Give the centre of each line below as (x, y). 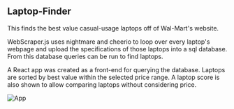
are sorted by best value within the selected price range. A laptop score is (114, 77)
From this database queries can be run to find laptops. (85, 56)
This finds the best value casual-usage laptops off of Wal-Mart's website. (113, 28)
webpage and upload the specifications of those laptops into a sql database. (117, 49)
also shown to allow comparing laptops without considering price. (102, 84)
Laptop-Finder (39, 11)
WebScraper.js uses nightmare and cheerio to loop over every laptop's (109, 42)
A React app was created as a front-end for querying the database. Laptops (116, 69)
